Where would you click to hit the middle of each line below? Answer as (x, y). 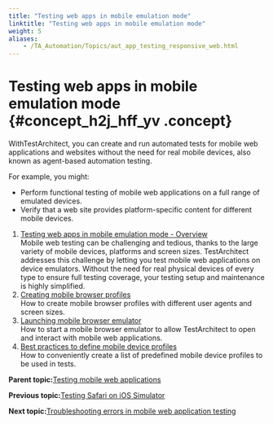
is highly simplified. (53, 286)
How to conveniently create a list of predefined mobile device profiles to (141, 356)
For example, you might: (49, 177)
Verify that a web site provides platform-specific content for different (136, 210)
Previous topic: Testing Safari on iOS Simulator (87, 396)
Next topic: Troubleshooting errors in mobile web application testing (122, 411)
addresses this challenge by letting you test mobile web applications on (140, 260)
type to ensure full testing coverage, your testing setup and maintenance (142, 278)
